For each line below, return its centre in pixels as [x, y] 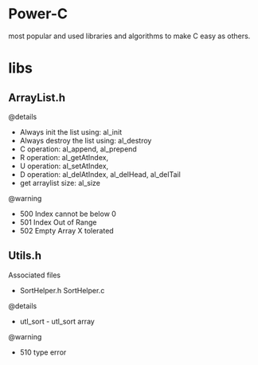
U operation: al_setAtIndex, [64, 166]
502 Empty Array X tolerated [66, 230]
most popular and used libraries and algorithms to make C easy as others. [129, 36]
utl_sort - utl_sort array [57, 321]
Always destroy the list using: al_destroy [86, 140]
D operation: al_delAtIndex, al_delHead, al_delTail [100, 174]
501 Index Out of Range [58, 222]
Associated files [35, 275]
